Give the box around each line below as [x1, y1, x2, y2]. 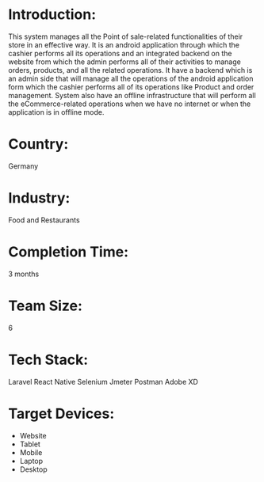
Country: [8, 135, 69, 154]
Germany [8, 161, 39, 171]
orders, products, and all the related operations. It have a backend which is [8, 65, 253, 74]
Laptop [19, 456, 44, 465]
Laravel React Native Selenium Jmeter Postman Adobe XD [8, 377, 198, 386]
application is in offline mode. [8, 107, 105, 116]
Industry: [8, 189, 71, 207]
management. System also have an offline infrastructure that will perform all [8, 90, 256, 100]
